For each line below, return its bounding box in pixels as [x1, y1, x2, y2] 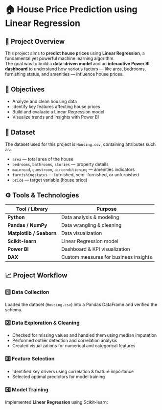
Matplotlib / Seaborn [7, 230, 57, 237]
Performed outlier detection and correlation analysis [12, 337, 117, 344]
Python [7, 214, 25, 221]
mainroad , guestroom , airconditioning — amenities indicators [12, 166, 135, 172]
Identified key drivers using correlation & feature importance [12, 368, 134, 374]
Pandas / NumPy [7, 222, 47, 229]
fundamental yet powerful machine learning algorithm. [5, 55, 115, 61]
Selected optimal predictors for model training [12, 374, 105, 380]
